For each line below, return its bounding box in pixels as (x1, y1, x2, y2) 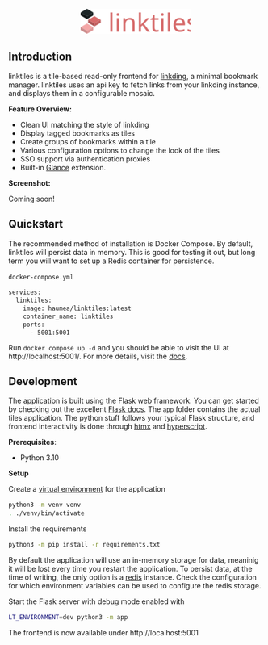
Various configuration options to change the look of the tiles (19, 145, 220, 155)
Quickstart (8, 217, 64, 231)
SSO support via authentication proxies (19, 153, 151, 164)
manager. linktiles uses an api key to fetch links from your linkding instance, (8, 80, 260, 90)
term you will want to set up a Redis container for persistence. (8, 256, 215, 266)
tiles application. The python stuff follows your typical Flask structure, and (8, 413, 255, 423)
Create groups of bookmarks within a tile (19, 136, 156, 146)
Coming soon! (8, 194, 55, 203)
